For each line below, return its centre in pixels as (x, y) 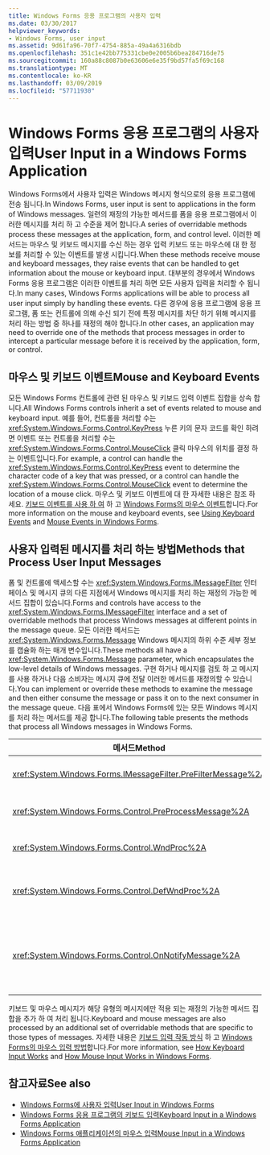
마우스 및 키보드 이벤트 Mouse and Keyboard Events (134, 377)
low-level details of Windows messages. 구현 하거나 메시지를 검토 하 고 (123, 669)
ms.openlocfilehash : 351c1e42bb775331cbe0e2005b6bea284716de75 (117, 53)
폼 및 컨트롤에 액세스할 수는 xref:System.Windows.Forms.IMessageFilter (125, 582)
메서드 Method (139, 747)
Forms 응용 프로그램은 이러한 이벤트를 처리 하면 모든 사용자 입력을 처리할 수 (127, 284)
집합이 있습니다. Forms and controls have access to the (112, 602)
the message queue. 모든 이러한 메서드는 (74, 630)
